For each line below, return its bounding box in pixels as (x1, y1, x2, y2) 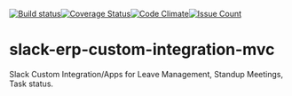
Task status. (9, 78, 54, 89)
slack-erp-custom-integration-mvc (9, 40, 275, 60)
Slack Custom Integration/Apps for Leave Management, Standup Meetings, (9, 68, 284, 79)
